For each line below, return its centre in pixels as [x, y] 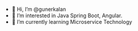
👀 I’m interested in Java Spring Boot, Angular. [67, 15]
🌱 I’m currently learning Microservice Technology [72, 22]
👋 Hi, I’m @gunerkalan [39, 9]
